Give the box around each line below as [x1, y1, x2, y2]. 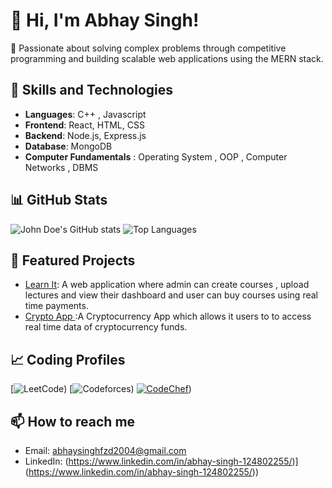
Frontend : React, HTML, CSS [24, 119, 145, 131]
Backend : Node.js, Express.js [24, 129, 147, 141]
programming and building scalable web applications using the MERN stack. [10, 52, 324, 64]
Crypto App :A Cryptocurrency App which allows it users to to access [24, 310, 312, 323]
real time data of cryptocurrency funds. [24, 321, 188, 333]
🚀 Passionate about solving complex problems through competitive [10, 42, 287, 54]
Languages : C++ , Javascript [24, 108, 147, 120]
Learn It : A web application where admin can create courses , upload [24, 279, 310, 291]
